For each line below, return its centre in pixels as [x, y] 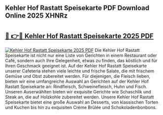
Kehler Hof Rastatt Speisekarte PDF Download [77, 8]
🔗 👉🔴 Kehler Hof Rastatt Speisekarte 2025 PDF [79, 36]
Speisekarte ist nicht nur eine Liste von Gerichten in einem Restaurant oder [81, 55]
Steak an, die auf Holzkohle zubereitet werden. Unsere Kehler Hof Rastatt [80, 97]
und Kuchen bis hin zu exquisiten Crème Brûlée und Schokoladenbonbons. [81, 107]
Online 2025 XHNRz [36, 16]
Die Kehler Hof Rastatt [117, 50]
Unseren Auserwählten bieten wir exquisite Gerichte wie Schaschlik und [78, 92]
